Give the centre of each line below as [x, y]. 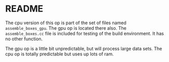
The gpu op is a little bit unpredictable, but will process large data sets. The [84, 48]
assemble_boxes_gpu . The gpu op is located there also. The [66, 28]
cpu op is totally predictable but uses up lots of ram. [59, 54]
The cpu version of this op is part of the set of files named [66, 23]
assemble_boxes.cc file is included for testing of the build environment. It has [85, 33]
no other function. [24, 39]
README [24, 9]
